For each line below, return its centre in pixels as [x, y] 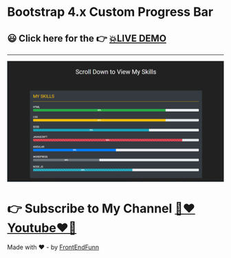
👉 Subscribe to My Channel [90, 209]
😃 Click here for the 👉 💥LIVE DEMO [87, 38]
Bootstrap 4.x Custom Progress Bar [110, 12]
